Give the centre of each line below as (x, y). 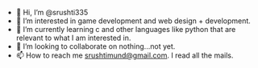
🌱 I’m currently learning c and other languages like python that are (126, 29)
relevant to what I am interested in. (73, 38)
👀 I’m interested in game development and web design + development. (133, 21)
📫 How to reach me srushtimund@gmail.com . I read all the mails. (125, 55)
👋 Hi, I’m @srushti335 (52, 12)
